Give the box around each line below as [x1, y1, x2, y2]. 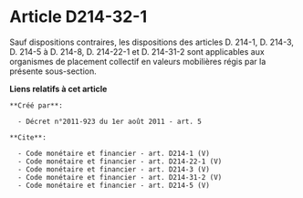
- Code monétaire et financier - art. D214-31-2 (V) [17, 172, 223, 182]
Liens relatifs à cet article [9, 83, 108, 94]
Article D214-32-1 [9, 6, 148, 27]
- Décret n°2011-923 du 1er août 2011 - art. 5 [17, 117, 203, 126]
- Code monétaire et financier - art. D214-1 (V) [17, 149, 210, 158]
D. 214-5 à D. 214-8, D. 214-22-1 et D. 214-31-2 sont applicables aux [9, 46, 265, 57]
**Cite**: [9, 132, 47, 142]
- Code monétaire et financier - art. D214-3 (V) [17, 164, 210, 174]
